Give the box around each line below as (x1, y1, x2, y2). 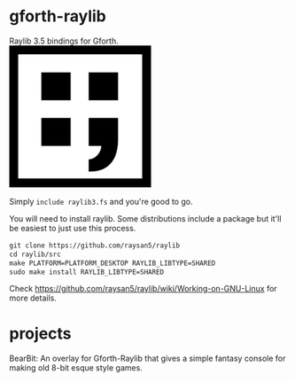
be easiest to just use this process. (9, 222, 136, 233)
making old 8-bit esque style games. (9, 362, 144, 373)
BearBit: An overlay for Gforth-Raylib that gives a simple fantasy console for (9, 353, 286, 363)
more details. (9, 292, 58, 303)
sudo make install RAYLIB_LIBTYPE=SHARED (9, 268, 165, 277)
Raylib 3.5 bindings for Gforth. (9, 35, 119, 46)
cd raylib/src (9, 250, 62, 259)
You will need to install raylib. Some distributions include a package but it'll (9, 213, 282, 223)
